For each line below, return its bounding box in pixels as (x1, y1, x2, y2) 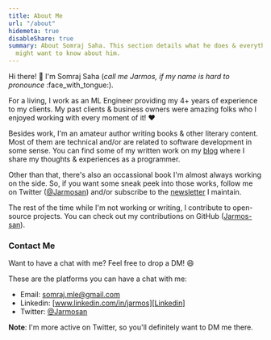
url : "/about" (8, 19, 56, 27)
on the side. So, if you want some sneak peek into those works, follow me (8, 178, 253, 188)
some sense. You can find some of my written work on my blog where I (8, 146, 245, 155)
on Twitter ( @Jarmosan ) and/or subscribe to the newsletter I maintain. (8, 187, 242, 196)
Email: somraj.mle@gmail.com (19, 290, 121, 300)
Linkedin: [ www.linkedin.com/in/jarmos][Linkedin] (19, 298, 186, 308)
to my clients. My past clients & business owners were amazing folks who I (8, 104, 256, 114)
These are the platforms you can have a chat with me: (8, 274, 187, 283)
